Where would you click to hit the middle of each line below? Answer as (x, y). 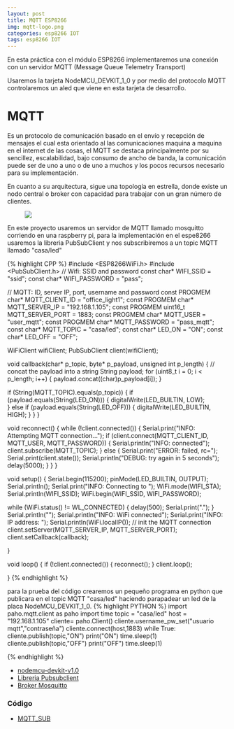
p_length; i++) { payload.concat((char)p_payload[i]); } (85, 379)
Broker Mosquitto (42, 686)
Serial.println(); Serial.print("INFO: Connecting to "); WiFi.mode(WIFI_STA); (114, 486)
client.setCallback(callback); (48, 537)
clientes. (20, 201)
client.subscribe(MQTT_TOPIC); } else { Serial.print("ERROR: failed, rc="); (112, 451)
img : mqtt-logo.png (36, 27)
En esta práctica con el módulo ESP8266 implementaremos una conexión (113, 59)
